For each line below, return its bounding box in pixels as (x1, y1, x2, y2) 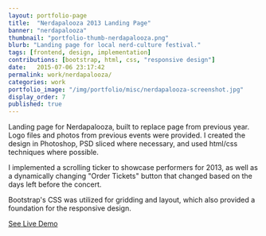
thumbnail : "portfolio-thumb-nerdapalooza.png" (8, 33, 170, 42)
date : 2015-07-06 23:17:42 (8, 64, 105, 72)
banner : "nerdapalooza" (8, 26, 88, 34)
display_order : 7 (8, 93, 66, 101)
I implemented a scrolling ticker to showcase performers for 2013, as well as (8, 163, 259, 172)
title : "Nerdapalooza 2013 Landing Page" (8, 19, 151, 27)
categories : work (8, 78, 66, 86)
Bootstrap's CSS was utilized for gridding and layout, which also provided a (8, 195, 256, 205)
